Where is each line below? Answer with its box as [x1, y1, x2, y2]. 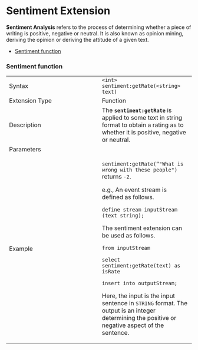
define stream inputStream [102, 206, 178, 213]
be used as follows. [102, 232, 156, 240]
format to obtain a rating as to [102, 121, 184, 129]
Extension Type [9, 97, 52, 105]
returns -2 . [102, 173, 131, 181]
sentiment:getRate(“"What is [102, 161, 184, 167]
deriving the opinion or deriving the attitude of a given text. [6, 36, 149, 43]
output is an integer [102, 306, 156, 315]
